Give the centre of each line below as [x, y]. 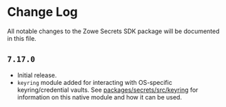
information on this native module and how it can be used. [100, 97]
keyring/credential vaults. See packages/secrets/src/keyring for [107, 90]
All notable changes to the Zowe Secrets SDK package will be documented [113, 31]
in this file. [22, 38]
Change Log [42, 12]
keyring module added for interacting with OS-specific [94, 82]
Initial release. [37, 75]
